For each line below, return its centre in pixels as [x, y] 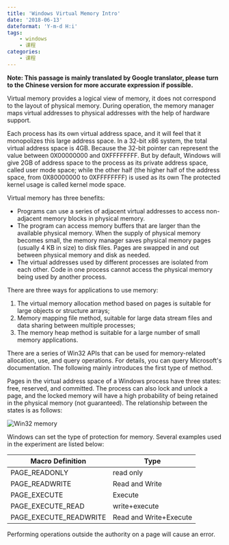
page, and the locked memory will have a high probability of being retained [113, 395]
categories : [24, 52]
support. [19, 120]
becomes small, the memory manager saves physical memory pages [114, 240]
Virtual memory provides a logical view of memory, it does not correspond [112, 98]
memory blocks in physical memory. [94, 218]
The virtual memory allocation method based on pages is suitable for [114, 303]
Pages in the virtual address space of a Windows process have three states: [114, 381]
